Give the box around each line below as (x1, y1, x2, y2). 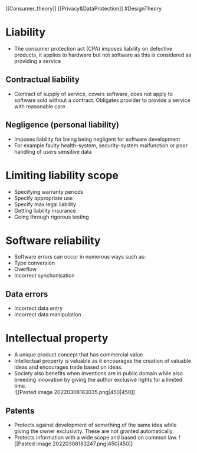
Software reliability (5, 234, 101, 247)
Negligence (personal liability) (5, 120, 119, 130)
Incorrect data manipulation (14, 311, 81, 318)
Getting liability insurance (14, 207, 76, 214)
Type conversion (14, 259, 55, 267)
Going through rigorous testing (14, 213, 89, 220)
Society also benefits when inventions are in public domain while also (14, 370, 183, 377)
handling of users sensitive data (14, 148, 92, 155)
